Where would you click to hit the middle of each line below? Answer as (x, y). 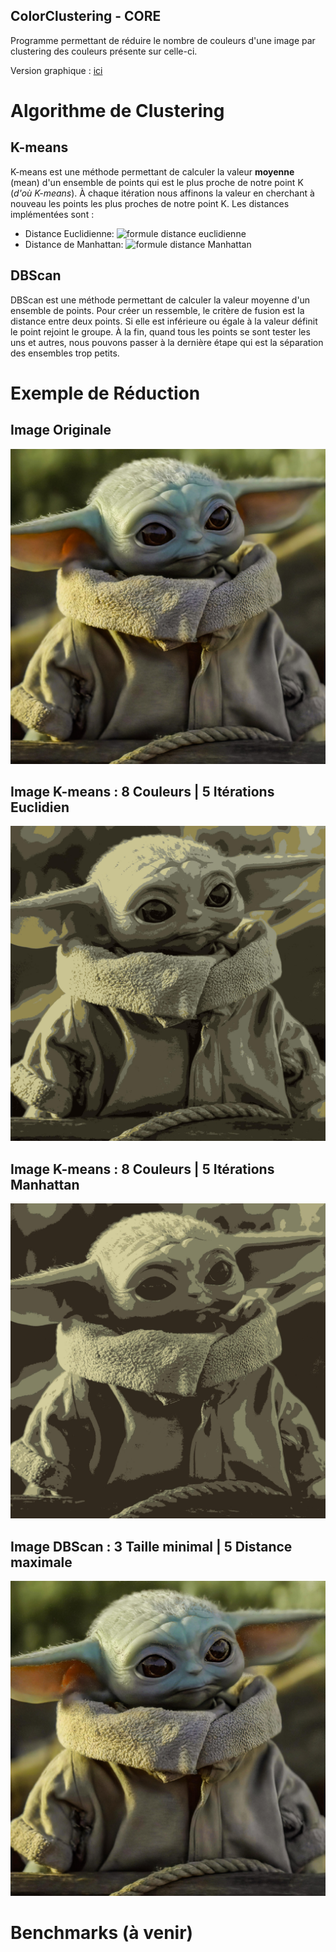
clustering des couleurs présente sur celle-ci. (104, 51)
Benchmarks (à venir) (102, 1933)
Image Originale (61, 430)
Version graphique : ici (56, 70)
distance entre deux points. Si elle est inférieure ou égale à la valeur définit (164, 321)
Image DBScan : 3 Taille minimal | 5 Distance (151, 1546)
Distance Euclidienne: (69, 233)
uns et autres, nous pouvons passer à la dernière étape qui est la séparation (167, 342)
